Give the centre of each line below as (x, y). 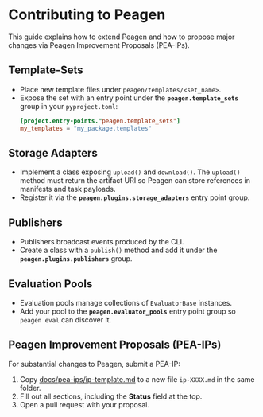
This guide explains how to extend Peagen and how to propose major (122, 37)
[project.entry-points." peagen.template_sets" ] (100, 121)
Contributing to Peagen (87, 15)
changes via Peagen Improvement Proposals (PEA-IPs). (99, 45)
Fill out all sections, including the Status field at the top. (111, 396)
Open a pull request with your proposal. (84, 404)
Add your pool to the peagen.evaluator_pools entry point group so (128, 311)
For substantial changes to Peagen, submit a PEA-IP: (95, 364)
